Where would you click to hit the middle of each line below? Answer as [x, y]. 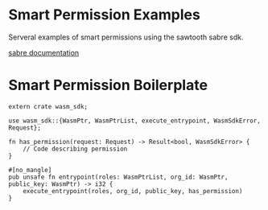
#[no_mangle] [30, 170]
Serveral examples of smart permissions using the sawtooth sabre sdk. [126, 37]
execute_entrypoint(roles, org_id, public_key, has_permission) [133, 191]
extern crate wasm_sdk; [48, 106]
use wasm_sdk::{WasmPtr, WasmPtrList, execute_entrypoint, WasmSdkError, [135, 121]
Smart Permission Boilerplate [108, 85]
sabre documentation [44, 52]
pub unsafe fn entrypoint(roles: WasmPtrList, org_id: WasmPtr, [118, 177]
